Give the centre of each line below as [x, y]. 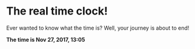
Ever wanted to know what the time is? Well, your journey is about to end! [98, 28]
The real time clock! [57, 11]
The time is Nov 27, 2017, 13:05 [46, 39]
